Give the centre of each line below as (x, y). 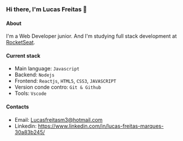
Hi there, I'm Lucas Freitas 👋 (47, 9)
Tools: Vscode (30, 93)
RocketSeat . (21, 43)
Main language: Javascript (47, 69)
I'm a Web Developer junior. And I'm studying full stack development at (91, 36)
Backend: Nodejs (34, 75)
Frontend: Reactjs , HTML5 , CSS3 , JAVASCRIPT (65, 81)
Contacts (18, 107)
